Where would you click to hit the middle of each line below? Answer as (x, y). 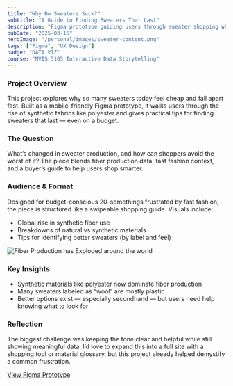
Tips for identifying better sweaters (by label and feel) (94, 237)
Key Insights (29, 268)
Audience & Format (40, 186)
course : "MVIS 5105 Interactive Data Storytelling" (83, 59)
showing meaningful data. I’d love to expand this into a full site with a (105, 347)
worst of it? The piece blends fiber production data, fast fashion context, (111, 161)
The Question (31, 138)
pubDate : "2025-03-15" (40, 33)
